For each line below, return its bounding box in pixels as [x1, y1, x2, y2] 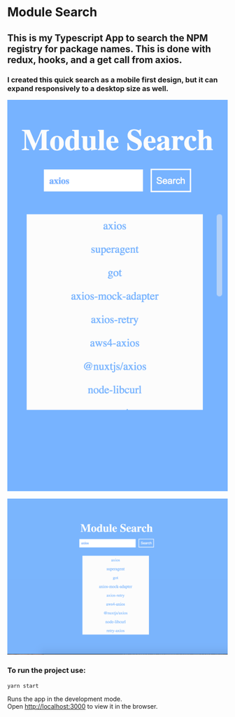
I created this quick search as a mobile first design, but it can [7, 75, 218, 85]
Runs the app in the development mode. [7, 695, 122, 703]
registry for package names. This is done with [7, 43, 211, 55]
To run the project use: [7, 665, 86, 675]
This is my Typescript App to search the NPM [7, 32, 208, 44]
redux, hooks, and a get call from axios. [7, 54, 183, 66]
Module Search [7, 4, 98, 20]
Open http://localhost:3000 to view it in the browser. [7, 702, 158, 710]
